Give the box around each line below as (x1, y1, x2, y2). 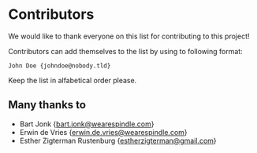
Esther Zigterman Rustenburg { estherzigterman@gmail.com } (19, 136, 217, 145)
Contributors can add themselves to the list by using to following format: (8, 46, 243, 56)
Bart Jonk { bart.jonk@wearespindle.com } (19, 119, 155, 129)
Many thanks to (8, 98, 87, 111)
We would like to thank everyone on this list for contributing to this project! (8, 31, 250, 41)
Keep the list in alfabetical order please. (8, 75, 137, 85)
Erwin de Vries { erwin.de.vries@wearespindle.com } (19, 127, 188, 137)
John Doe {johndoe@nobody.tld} (8, 61, 111, 70)
